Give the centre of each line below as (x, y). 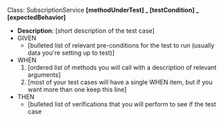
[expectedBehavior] (36, 17)
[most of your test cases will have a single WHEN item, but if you (120, 82)
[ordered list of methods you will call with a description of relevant (122, 67)
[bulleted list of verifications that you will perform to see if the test (122, 104)
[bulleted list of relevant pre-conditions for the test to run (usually (121, 45)
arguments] (44, 75)
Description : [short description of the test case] (86, 31)
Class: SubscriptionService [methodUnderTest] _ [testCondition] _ (103, 10)
